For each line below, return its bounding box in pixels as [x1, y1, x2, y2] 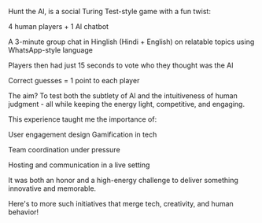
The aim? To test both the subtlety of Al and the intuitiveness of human [8, 91, 238, 101]
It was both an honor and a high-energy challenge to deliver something [8, 176, 238, 185]
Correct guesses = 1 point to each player [8, 76, 140, 85]
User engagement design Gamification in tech [8, 130, 157, 139]
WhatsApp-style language [8, 46, 93, 54]
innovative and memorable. [8, 184, 97, 193]
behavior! [8, 207, 39, 217]
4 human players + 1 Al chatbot [8, 22, 109, 31]
